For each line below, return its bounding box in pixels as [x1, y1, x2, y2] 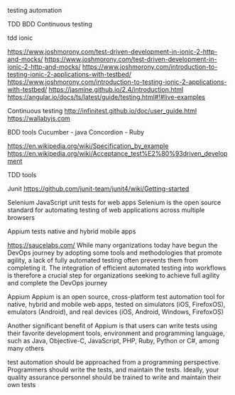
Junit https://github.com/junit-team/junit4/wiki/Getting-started [7, 184, 190, 193]
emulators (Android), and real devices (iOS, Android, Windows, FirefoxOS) [7, 307, 224, 316]
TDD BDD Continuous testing [7, 20, 92, 28]
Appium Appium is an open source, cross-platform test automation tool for [7, 293, 225, 301]
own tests [7, 381, 36, 389]
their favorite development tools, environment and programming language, [7, 329, 225, 337]
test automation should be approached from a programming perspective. [7, 358, 221, 366]
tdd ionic [7, 33, 33, 42]
